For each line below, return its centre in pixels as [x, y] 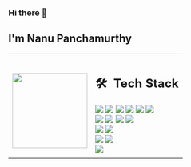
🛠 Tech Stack [137, 83]
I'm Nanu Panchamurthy [70, 39]
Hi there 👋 [28, 13]
